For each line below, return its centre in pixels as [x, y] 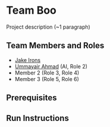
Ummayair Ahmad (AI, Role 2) [51, 66]
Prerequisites [32, 98]
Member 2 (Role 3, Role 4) [47, 73]
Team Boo [31, 10]
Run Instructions [38, 118]
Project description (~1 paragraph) [48, 27]
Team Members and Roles [55, 46]
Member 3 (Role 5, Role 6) [47, 79]
